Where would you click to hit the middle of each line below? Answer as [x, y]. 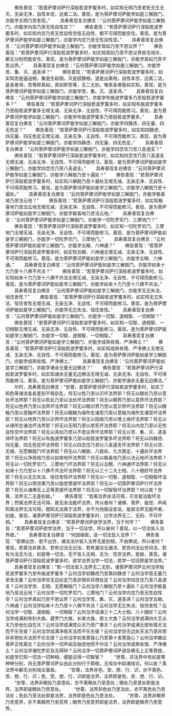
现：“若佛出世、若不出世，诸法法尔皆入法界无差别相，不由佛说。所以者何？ [85, 541]
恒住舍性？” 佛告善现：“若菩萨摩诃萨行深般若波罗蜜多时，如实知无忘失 [84, 297]
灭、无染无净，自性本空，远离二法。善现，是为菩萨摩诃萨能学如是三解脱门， [86, 14]
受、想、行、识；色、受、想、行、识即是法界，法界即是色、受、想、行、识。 [86, 676]
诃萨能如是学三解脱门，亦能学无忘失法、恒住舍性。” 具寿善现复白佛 [80, 310]
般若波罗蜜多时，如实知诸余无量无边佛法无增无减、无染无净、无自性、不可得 [86, 374]
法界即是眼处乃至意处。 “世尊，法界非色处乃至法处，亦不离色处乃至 [90, 689]
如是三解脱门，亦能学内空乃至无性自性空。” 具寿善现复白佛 [98, 40]
